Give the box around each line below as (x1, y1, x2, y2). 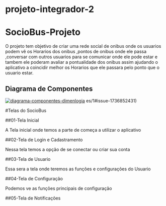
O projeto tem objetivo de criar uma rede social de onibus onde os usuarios (5, 43, 161, 49)
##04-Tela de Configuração (5, 175, 63, 181)
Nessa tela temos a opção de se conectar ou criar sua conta (5, 146, 130, 152)
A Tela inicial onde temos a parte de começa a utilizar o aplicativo (5, 127, 141, 133)
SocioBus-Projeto (5, 27, 80, 38)
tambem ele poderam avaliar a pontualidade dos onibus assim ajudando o (5, 59, 158, 65)
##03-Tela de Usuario (5, 156, 51, 162)
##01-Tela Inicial (5, 117, 39, 123)
